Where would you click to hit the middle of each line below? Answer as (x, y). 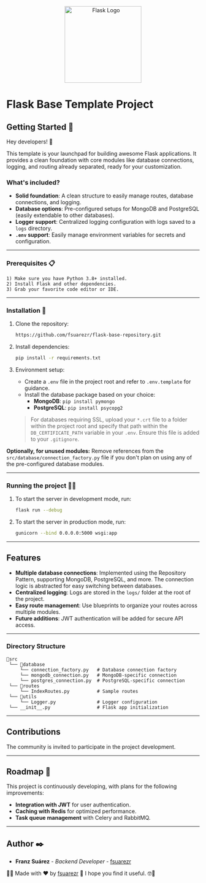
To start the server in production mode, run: (71, 522)
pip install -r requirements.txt (58, 358)
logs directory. (34, 228)
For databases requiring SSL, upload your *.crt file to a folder (109, 419)
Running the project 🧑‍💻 (41, 486)
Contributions (33, 732)
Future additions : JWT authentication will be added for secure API (99, 618)
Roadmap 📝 (29, 772)
